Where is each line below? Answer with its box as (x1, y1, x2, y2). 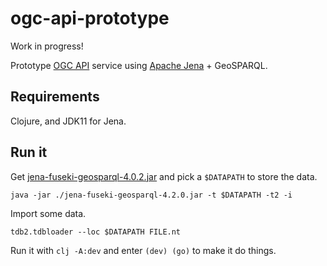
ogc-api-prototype (10, 7, 170, 30)
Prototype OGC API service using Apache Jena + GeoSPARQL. (10, 59, 268, 71)
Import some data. (10, 207, 87, 219)
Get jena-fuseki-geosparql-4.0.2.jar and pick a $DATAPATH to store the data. (10, 170, 318, 182)
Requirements (10, 88, 100, 106)
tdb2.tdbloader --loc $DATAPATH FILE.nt (10, 227, 182, 237)
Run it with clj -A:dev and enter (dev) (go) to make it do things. (10, 244, 277, 256)
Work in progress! (10, 40, 84, 52)
